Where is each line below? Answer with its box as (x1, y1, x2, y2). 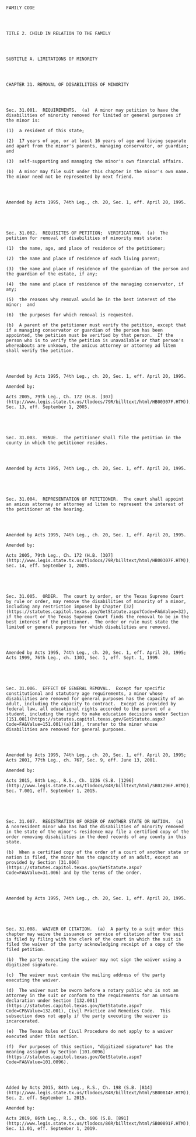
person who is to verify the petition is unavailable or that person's (6, 337, 184, 343)
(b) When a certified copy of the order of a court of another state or (6, 849, 190, 855)
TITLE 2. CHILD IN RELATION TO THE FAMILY (6, 30, 111, 36)
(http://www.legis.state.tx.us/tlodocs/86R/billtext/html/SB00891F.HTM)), (6, 1121, 192, 1126)
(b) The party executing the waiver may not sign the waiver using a (6, 957, 181, 963)
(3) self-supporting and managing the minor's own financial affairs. (6, 159, 184, 164)
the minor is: (6, 118, 41, 123)
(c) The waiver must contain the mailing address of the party (6, 972, 166, 978)
